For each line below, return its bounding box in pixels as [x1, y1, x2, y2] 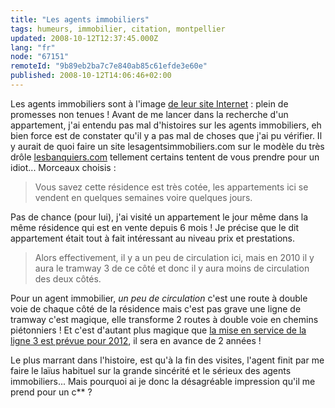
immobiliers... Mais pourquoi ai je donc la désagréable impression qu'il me [10, 375, 316, 387]
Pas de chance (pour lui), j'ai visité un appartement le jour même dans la [10, 211, 308, 223]
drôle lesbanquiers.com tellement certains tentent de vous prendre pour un [10, 151, 320, 163]
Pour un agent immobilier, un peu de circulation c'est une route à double [10, 292, 308, 304]
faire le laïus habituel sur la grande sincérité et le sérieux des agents [10, 364, 292, 376]
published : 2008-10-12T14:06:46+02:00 [10, 71, 172, 81]
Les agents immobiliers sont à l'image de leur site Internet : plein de [10, 97, 289, 110]
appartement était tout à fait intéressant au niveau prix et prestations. [10, 232, 296, 244]
